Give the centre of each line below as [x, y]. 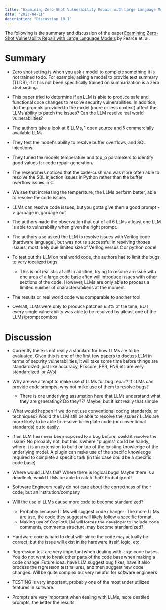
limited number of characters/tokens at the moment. [73, 288]
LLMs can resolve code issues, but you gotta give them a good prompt [84, 207]
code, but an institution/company [46, 492]
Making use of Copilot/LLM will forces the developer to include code [89, 522]
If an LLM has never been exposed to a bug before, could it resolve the [84, 436]
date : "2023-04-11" [25, 14]
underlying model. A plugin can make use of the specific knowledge [82, 452]
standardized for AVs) [34, 372]
